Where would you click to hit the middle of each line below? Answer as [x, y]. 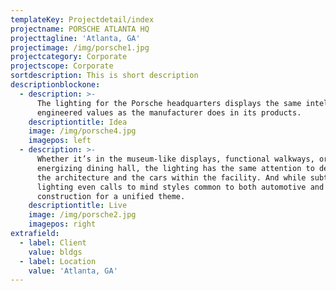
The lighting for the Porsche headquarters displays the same [169, 103]
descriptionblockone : [55, 85]
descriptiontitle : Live [78, 206]
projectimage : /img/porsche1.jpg [80, 47]
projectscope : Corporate [62, 66]
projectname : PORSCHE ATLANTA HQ [80, 29]
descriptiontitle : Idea [78, 122]
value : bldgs [55, 252]
